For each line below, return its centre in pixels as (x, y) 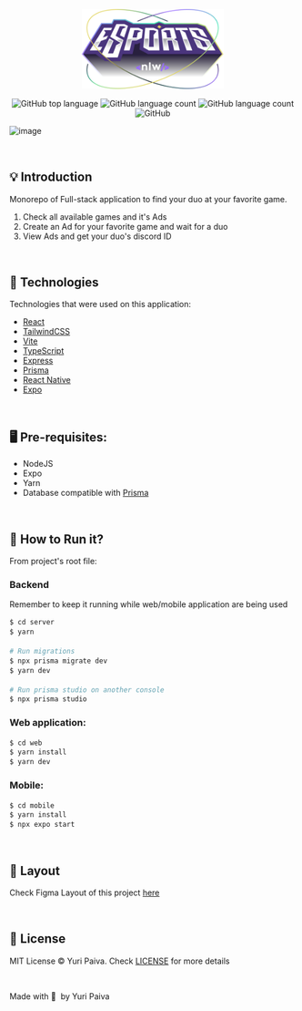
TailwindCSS (46, 332)
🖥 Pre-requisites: (58, 437)
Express (38, 361)
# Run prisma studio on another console (87, 690)
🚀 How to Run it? (57, 539)
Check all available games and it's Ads (95, 217)
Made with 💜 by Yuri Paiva (60, 996)
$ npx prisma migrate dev (58, 661)
